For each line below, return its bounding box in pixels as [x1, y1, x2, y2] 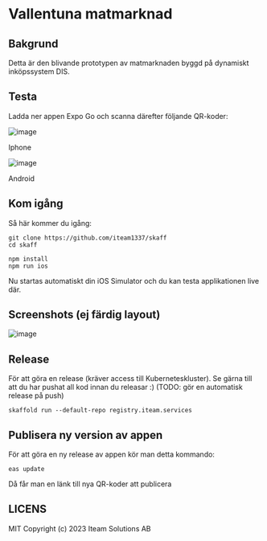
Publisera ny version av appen [8, 428, 163, 442]
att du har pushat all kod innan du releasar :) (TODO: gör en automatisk [8, 383, 243, 392]
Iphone [8, 142, 32, 152]
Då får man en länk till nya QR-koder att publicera [8, 479, 172, 489]
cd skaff [8, 240, 38, 249]
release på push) [8, 391, 64, 400]
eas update [8, 465, 45, 473]
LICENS [8, 502, 47, 516]
